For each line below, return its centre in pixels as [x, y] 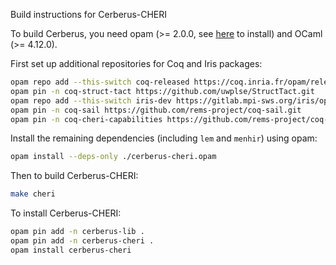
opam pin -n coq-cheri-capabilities [86, 119]
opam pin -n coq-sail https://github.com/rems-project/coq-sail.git [156, 110]
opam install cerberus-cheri [71, 250]
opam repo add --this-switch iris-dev [91, 100]
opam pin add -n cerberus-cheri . [82, 241]
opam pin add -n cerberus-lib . [77, 232]
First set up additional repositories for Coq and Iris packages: [136, 63]
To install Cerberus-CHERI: [66, 213]
